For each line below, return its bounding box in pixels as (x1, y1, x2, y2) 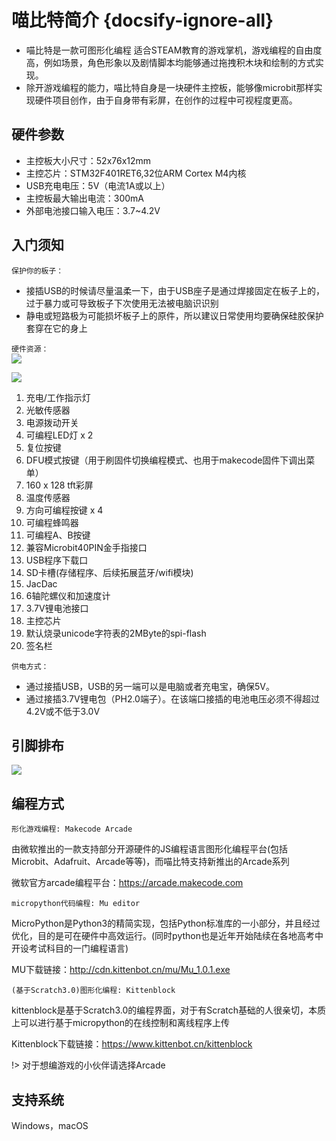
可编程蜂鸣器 (25, 516, 79, 528)
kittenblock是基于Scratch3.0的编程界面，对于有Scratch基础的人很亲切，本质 (11, 1004, 327, 1016)
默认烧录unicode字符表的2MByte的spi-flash (25, 627, 207, 639)
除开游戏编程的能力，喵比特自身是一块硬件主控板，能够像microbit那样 (25, 81, 314, 93)
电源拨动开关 (25, 416, 79, 428)
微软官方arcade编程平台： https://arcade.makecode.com (11, 877, 244, 889)
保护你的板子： (11, 266, 64, 276)
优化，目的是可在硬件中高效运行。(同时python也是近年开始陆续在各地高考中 (11, 930, 324, 942)
